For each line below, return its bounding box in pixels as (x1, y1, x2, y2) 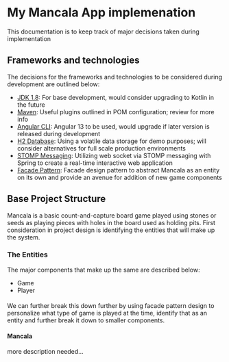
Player (16, 286, 36, 294)
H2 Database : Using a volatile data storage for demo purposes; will (16, 137, 207, 145)
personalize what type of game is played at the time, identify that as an (7, 309, 208, 318)
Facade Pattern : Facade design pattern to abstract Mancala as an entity (16, 166, 220, 174)
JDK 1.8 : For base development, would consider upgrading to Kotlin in (16, 93, 215, 101)
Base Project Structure (7, 193, 106, 205)
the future (16, 101, 46, 109)
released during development (16, 129, 101, 138)
